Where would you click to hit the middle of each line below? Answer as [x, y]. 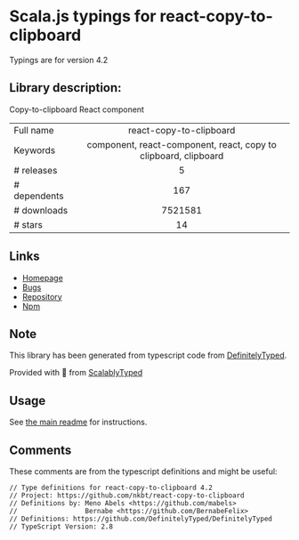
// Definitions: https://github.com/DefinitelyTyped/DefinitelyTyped [141, 519]
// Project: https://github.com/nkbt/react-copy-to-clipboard [127, 496]
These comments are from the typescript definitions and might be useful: [143, 471]
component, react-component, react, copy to [182, 144]
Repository [42, 296]
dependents [39, 196]
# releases [36, 170]
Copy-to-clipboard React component [77, 109]
